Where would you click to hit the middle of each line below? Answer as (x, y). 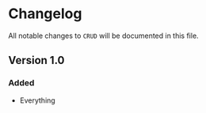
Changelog (45, 14)
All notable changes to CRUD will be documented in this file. (104, 36)
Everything (37, 100)
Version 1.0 (36, 60)
